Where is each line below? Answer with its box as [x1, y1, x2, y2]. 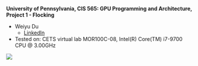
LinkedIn [23, 29, 45, 36]
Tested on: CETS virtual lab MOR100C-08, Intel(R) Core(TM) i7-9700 [14, 36, 183, 42]
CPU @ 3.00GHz [14, 42, 56, 49]
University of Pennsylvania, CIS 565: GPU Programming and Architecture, [6, 5, 192, 12]
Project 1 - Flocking [6, 11, 55, 18]
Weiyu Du [14, 23, 39, 30]
